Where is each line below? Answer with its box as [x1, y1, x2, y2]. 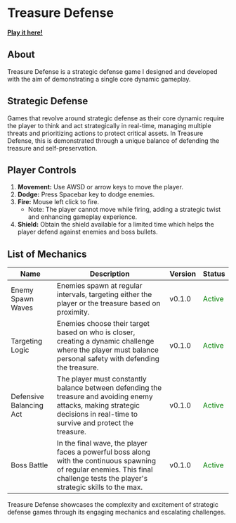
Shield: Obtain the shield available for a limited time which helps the [17, 220, 214, 229]
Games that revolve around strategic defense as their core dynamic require [7, 114, 225, 122]
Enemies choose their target [56, 319, 150, 329]
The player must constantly [56, 374, 147, 384]
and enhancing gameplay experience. [27, 213, 138, 221]
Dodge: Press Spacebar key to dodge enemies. [17, 190, 155, 199]
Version [169, 269, 197, 279]
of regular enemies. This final [56, 465, 153, 474]
